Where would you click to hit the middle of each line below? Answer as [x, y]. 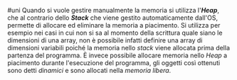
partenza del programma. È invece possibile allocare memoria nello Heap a [117, 55]
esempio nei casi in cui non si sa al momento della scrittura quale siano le [115, 33]
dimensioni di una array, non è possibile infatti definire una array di [105, 40]
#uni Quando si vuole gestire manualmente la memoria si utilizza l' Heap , [113, 10]
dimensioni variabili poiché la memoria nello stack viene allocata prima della [118, 48]
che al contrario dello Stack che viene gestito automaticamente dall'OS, [113, 18]
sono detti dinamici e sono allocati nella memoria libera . [89, 70]
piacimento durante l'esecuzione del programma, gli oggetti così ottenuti [114, 63]
